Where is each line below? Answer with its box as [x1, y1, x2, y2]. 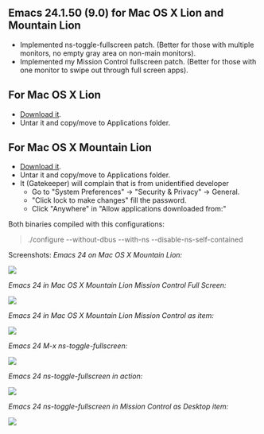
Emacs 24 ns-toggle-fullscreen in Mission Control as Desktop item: [8, 401, 229, 412]
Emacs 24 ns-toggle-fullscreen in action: [8, 371, 143, 381]
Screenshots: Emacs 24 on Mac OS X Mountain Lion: [8, 250, 183, 260]
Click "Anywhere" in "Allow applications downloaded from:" [31, 204, 227, 214]
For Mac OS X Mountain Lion [8, 141, 153, 154]
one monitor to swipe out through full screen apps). [19, 65, 188, 75]
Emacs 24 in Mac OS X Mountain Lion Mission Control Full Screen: [8, 281, 227, 290]
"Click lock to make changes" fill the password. [31, 196, 187, 205]
